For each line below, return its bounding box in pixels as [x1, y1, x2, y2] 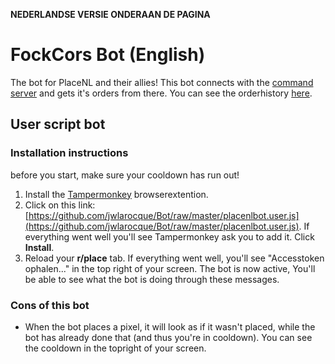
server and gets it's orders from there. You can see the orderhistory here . [10, 87, 313, 99]
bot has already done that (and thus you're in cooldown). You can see [24, 331, 313, 343]
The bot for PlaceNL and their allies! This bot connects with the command [10, 76, 314, 88]
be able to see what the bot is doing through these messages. [24, 273, 280, 285]
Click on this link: [24, 199, 96, 211]
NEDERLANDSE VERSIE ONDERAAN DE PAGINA [10, 9, 211, 20]
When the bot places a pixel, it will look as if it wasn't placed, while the [24, 320, 316, 333]
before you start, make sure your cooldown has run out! [10, 169, 240, 181]
